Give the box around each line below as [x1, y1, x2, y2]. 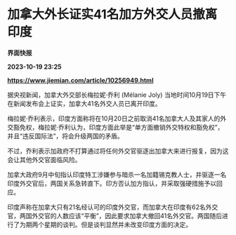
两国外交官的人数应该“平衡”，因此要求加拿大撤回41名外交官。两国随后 [19, 211, 223, 220]
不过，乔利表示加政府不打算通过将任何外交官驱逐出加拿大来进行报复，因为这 [7, 147, 229, 155]
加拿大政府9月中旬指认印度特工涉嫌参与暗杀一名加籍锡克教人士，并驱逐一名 [7, 170, 227, 179]
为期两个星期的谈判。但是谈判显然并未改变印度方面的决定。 [19, 220, 192, 229]
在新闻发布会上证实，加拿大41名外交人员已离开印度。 [7, 99, 162, 107]
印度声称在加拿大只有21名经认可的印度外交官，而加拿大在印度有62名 [7, 203, 206, 211]
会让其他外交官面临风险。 [7, 155, 81, 163]
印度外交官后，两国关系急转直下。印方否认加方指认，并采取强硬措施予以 [7, 179, 216, 187]
